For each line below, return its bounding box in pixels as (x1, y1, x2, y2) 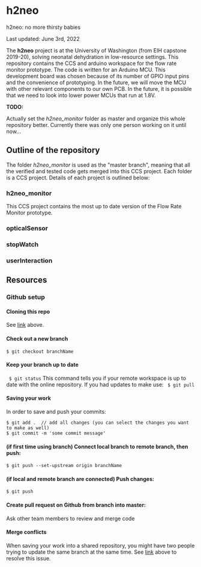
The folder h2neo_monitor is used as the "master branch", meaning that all (6, 161, 191, 169)
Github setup (6, 293, 45, 302)
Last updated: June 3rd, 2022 (6, 35, 80, 42)
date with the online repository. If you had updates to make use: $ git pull (6, 380, 195, 388)
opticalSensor (6, 224, 48, 232)
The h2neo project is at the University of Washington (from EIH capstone (6, 46, 187, 54)
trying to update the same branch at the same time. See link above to (6, 548, 177, 556)
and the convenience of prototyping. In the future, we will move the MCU (6, 79, 187, 86)
